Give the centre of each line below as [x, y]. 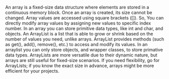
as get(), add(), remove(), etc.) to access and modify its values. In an [76, 44]
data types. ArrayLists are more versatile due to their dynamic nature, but [81, 55]
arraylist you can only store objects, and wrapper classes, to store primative [84, 50]
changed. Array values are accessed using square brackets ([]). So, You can [84, 18]
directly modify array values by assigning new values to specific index [78, 23]
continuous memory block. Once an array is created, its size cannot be [79, 12]
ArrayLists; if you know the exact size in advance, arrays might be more [80, 65]
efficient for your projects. [32, 71]
